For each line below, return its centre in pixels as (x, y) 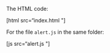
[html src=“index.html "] (36, 20)
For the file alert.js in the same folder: (55, 32)
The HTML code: (27, 9)
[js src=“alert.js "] (28, 44)
